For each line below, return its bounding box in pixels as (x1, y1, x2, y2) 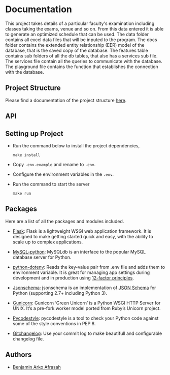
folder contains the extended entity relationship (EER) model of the (5, 42, 145, 48)
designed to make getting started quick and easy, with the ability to (12, 233, 153, 239)
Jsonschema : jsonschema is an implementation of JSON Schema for (12, 285, 156, 291)
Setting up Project (5, 129, 63, 138)
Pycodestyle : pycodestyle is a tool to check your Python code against (12, 315, 159, 321)
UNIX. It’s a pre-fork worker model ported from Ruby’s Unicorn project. (12, 305, 161, 311)
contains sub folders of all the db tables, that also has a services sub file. (5, 52, 158, 59)
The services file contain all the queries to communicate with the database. (5, 58, 162, 64)
